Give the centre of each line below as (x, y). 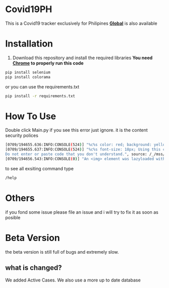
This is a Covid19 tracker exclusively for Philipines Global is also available (81, 23)
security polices (22, 135)
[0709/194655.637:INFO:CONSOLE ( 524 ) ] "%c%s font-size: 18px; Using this (83, 150)
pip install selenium (28, 72)
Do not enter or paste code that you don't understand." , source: (76, 154)
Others (20, 198)
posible (13, 217)
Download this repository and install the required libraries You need (82, 58)
